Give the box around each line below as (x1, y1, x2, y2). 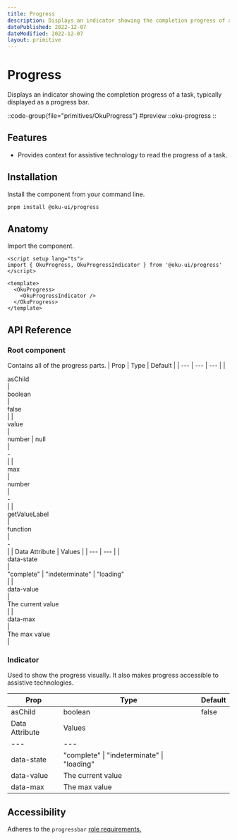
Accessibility (7, 806, 66, 818)
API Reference (7, 324, 72, 336)
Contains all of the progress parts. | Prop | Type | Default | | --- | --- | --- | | (7, 361, 226, 370)
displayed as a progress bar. (7, 98, 90, 107)
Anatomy (7, 223, 49, 235)
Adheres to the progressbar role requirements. (7, 825, 142, 834)
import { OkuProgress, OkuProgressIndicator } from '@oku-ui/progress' (7, 262, 222, 269)
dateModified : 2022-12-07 (7, 30, 83, 37)
